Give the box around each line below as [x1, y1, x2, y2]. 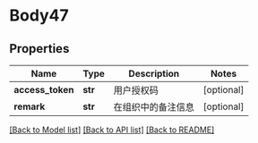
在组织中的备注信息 [113, 101, 195, 113]
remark [13, 100, 46, 113]
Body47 [9, 5, 69, 26]
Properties [9, 41, 70, 56]
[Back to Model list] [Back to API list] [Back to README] [9, 124, 215, 135]
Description [128, 68, 180, 80]
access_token [13, 84, 74, 96]
